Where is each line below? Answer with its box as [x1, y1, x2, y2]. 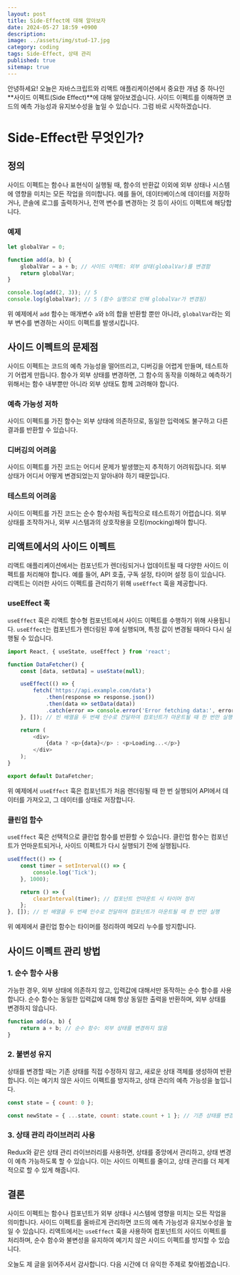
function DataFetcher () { [7, 661, 84, 668]
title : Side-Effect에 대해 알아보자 [7, 17, 106, 24]
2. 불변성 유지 [7, 1049, 52, 1059]
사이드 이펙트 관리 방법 [7, 945, 101, 957]
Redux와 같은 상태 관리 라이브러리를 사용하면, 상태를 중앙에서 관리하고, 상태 [7, 1147, 219, 1156]
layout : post [7, 10, 46, 18]
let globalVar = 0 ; [7, 243, 66, 251]
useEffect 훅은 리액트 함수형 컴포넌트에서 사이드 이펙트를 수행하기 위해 [7, 615, 206, 625]
